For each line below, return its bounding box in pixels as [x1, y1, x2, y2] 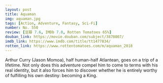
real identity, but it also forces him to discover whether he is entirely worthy [5, 67, 158, 73]
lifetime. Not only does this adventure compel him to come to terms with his [5, 62, 158, 68]
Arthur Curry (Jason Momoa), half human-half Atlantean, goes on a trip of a [5, 57, 158, 62]
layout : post [5, 7, 32, 12]
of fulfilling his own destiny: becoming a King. [5, 72, 97, 78]
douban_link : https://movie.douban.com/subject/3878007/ [5, 35, 124, 40]
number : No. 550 [5, 25, 38, 30]
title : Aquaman [5, 12, 36, 17]
